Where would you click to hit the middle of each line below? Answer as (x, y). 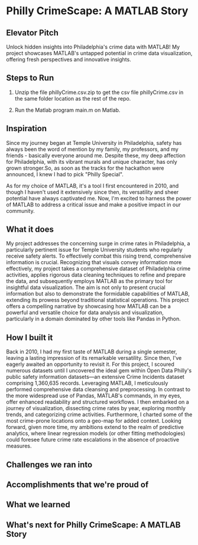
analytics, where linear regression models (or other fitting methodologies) (96, 433)
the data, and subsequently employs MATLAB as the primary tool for (89, 281)
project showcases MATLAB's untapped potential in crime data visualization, (99, 53)
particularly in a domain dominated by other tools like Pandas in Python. (94, 319)
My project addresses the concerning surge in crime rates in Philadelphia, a (98, 244)
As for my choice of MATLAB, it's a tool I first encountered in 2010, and (92, 186)
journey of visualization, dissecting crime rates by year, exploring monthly (96, 408)
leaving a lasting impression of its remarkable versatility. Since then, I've (94, 358)
